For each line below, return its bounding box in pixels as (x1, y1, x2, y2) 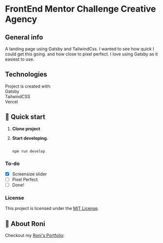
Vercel (5, 99, 18, 104)
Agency (5, 14, 37, 25)
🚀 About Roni (5, 220, 45, 228)
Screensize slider (12, 171, 47, 177)
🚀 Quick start (5, 113, 45, 121)
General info (5, 33, 43, 41)
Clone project (12, 125, 40, 132)
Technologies (5, 70, 48, 79)
